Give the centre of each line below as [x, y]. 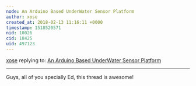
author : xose [22, 17]
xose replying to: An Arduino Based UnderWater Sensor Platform [84, 60]
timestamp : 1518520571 [34, 28]
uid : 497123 [20, 44]
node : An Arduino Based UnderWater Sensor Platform [70, 11]
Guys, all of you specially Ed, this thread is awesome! [70, 77]
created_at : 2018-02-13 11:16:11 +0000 [55, 22]
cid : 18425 [19, 38]
